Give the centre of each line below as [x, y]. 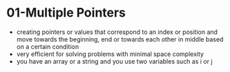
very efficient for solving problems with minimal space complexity [110, 54]
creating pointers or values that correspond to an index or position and [117, 32]
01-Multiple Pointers [66, 13]
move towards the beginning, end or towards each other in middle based [120, 39]
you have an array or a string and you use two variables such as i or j [114, 61]
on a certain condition [48, 46]
